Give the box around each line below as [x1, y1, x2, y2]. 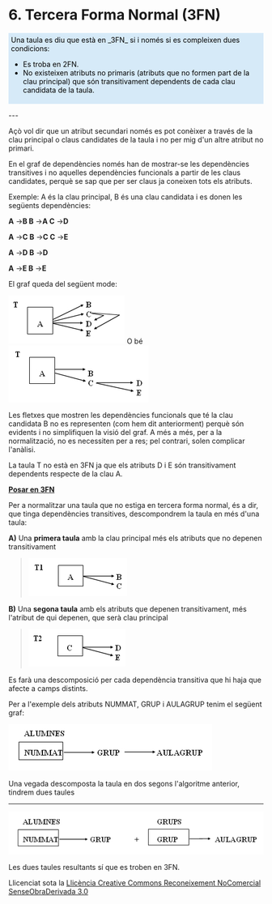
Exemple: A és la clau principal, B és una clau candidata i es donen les [8, 192, 243, 202]
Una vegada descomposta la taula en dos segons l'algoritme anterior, [8, 778, 240, 788]
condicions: [11, 43, 50, 53]
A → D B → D [8, 247, 49, 257]
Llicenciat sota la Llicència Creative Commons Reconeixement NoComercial [8, 877, 261, 888]
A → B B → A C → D [8, 216, 69, 226]
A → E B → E [8, 263, 47, 273]
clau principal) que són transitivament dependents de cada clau [23, 76, 236, 86]
